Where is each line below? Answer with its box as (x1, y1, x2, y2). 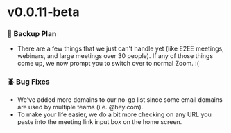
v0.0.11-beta (7, 4, 80, 20)
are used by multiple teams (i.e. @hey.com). (17, 103, 144, 111)
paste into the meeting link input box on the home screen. (17, 117, 182, 125)
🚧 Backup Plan (7, 29, 57, 39)
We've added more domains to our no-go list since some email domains (17, 95, 223, 104)
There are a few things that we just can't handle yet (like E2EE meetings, (17, 44, 224, 53)
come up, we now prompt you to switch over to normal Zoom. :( (17, 60, 200, 68)
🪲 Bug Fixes (7, 77, 50, 87)
